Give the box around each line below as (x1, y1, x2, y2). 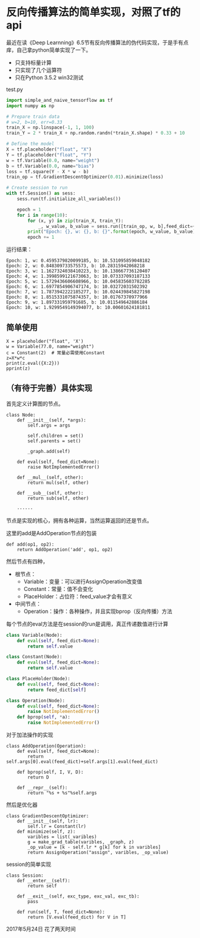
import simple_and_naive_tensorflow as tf (6, 97, 113, 103)
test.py (6, 86, 23, 93)
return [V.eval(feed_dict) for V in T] (27, 914, 127, 920)
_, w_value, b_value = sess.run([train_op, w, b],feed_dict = (37, 223, 193, 229)
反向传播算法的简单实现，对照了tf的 (6, 5, 181, 19)
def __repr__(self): (17, 785, 68, 791)
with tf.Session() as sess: (6, 190, 76, 196)
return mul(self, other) (27, 480, 89, 486)
